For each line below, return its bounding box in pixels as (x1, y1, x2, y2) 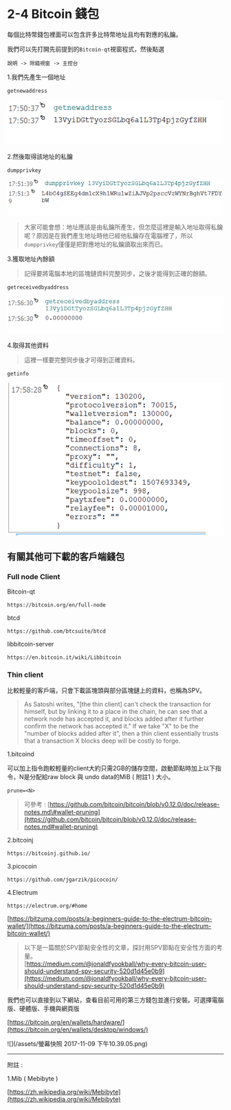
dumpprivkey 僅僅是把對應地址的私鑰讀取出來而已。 (23, 240, 167, 248)
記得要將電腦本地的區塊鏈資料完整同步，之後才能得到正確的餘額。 (23, 269, 211, 277)
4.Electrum (7, 889, 38, 897)
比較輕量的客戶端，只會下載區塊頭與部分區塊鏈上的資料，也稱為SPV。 (7, 686, 206, 695)
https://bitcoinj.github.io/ (7, 850, 91, 857)
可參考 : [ (23, 801, 50, 809)
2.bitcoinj (7, 836, 34, 845)
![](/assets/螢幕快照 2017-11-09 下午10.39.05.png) (7, 1040, 148, 1048)
